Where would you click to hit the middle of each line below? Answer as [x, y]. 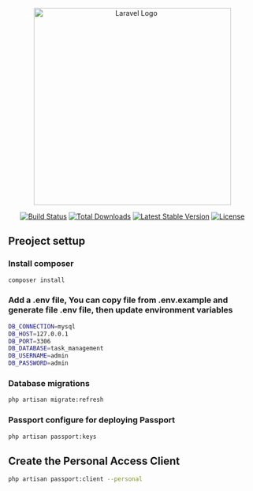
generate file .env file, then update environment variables [121, 310]
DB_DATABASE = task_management [56, 349]
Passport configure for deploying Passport [92, 420]
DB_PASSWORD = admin [38, 363]
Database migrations [49, 384]
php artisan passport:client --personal [76, 479]
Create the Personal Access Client [94, 461]
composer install [37, 280]
